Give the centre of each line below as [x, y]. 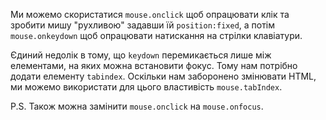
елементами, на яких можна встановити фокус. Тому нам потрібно [154, 65]
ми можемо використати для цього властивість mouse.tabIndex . [146, 87]
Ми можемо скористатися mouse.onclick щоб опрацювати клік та [150, 14]
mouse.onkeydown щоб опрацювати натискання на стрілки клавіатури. [156, 35]
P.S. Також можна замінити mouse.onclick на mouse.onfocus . [137, 106]
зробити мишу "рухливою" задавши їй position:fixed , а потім [143, 25]
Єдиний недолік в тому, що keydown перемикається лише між [141, 55]
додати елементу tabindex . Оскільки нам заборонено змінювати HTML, [163, 76]
